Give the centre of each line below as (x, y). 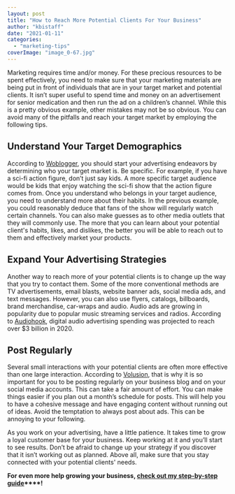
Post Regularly (40, 350)
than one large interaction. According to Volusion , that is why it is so (105, 375)
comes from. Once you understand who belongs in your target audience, (112, 193)
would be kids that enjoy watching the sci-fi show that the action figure (109, 185)
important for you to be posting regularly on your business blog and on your (116, 382)
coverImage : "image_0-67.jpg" (51, 53)
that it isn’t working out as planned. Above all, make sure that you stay (108, 455)
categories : (24, 40)
